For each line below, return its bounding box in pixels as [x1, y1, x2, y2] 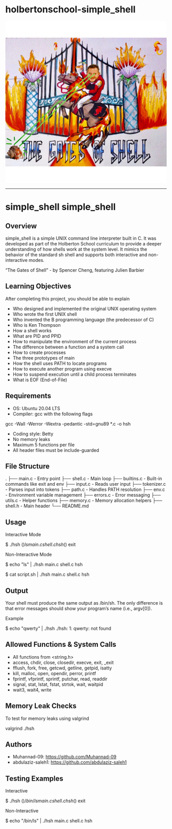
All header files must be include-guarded [12, 447, 99, 453]
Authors [5, 740, 32, 749]
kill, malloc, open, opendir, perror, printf [12, 670, 96, 676]
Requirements [5, 392, 51, 400]
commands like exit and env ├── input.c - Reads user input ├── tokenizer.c [5, 481, 166, 487]
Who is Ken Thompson [12, 322, 61, 328]
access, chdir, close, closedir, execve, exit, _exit [12, 659, 114, 665]
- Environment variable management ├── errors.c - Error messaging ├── [5, 492, 161, 498]
